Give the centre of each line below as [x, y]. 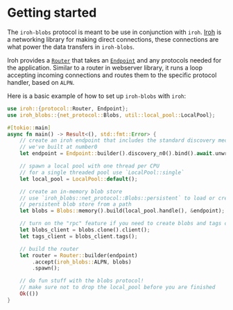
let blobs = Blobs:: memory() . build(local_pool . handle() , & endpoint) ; [122, 211]
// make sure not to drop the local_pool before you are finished [118, 287]
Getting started [52, 13]
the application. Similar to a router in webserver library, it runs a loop [105, 67]
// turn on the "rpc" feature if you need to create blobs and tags [121, 224]
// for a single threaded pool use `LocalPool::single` [102, 172]
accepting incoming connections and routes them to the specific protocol [112, 75]
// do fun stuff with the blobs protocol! [82, 281]
